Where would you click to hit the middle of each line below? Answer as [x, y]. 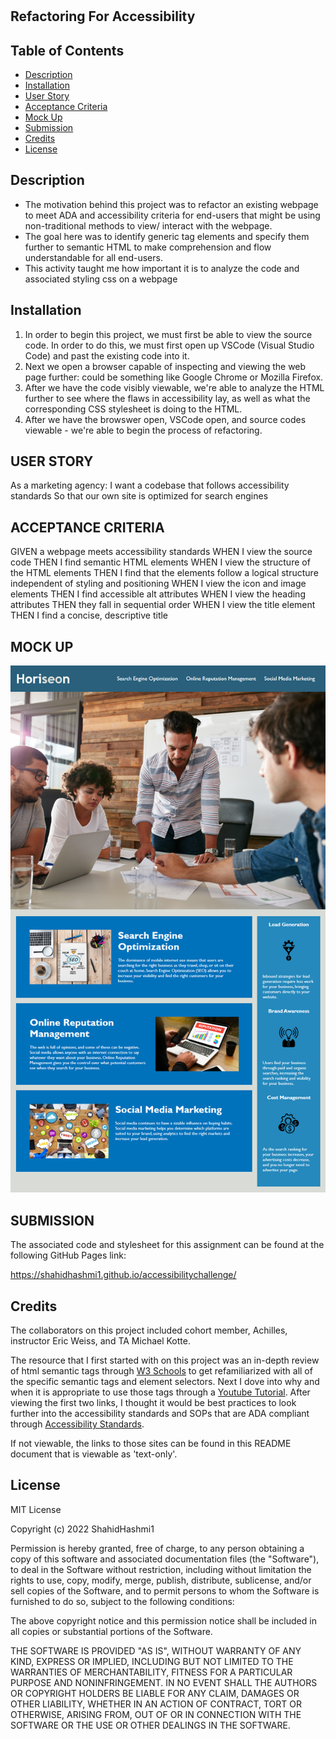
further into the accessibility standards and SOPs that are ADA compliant [160, 1413]
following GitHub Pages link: [68, 1255]
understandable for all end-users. [93, 257]
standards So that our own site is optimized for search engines [139, 496]
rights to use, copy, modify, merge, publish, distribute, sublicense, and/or [161, 1580]
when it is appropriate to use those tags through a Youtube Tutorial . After [160, 1392]
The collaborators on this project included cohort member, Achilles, [149, 1330]
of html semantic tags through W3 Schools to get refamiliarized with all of [161, 1370]
